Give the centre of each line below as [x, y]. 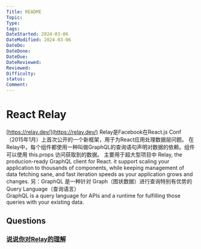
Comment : [17, 85]
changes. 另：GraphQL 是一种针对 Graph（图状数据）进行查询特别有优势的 [99, 181]
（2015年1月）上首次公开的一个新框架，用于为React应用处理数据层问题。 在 [100, 139]
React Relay [36, 115]
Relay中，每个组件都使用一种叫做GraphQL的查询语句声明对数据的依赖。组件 [100, 147]
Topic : [14, 17]
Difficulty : [21, 74]
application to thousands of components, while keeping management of [95, 168]
